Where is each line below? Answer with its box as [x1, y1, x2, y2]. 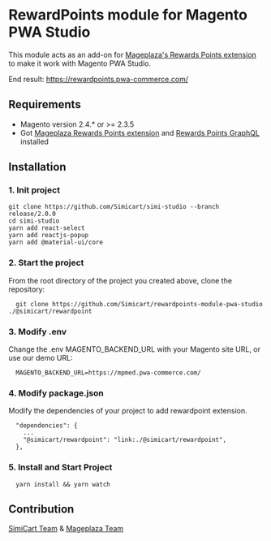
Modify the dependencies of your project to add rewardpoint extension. [8, 406, 247, 416]
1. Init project [8, 184, 61, 196]
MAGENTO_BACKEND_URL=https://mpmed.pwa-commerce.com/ [15, 369, 201, 377]
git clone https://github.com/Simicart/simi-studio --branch [8, 203, 220, 211]
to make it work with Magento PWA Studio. [8, 58, 152, 68]
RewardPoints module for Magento [8, 6, 247, 24]
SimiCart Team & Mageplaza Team [8, 524, 124, 534]
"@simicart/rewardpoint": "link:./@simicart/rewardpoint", [23, 436, 227, 444]
